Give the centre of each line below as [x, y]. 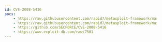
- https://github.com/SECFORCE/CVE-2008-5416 [60, 28]
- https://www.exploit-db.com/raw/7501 [53, 32]
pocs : [10, 14]
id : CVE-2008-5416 [23, 9]
